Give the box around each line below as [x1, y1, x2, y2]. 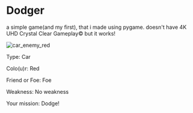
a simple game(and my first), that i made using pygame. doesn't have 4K [6, 23, 187, 31]
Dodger [6, 4, 45, 17]
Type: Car [6, 53, 31, 60]
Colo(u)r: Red [6, 64, 40, 72]
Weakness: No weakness [6, 88, 69, 95]
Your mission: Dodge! [6, 100, 60, 107]
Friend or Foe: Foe [6, 76, 52, 84]
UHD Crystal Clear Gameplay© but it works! [6, 29, 116, 37]
